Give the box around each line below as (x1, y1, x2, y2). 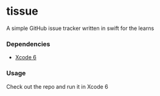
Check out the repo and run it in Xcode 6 (6, 83, 108, 90)
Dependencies (6, 40, 50, 48)
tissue (6, 4, 38, 18)
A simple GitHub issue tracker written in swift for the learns (6, 24, 155, 32)
